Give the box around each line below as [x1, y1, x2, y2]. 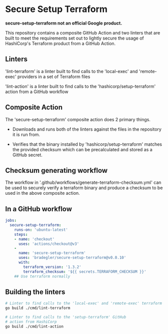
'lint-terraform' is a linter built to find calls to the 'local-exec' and [5, 68, 138, 74]
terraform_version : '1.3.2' [23, 264, 81, 269]
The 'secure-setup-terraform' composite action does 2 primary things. [5, 116, 151, 122]
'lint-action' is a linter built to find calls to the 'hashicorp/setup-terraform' [5, 83, 156, 89]
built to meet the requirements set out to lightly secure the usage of [5, 35, 144, 41]
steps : [14, 232, 28, 237]
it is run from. [12, 131, 40, 137]
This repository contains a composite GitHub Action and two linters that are [5, 30, 160, 36]
